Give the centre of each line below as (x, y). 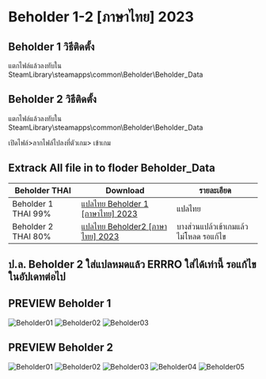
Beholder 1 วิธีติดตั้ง (51, 46)
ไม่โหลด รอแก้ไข (201, 236)
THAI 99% (32, 214)
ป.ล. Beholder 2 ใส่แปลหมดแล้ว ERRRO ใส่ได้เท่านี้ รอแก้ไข (132, 265)
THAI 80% (32, 236)
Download (125, 190)
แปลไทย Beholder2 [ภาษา (124, 226)
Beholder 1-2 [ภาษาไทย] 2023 (101, 17)
